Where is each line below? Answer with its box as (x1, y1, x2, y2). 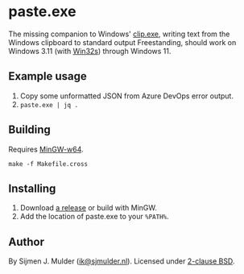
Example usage (8, 69, 87, 83)
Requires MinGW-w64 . (8, 144, 84, 154)
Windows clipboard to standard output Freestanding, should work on (8, 37, 237, 47)
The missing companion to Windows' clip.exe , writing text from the (8, 29, 230, 39)
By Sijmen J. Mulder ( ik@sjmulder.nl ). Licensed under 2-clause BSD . (8, 256, 235, 266)
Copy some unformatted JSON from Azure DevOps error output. (19, 91, 234, 101)
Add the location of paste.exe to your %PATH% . (19, 212, 169, 222)
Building (8, 123, 51, 137)
